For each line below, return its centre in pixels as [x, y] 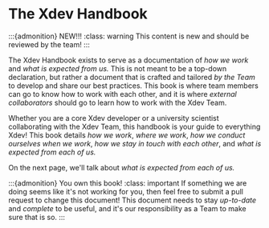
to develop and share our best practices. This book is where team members [133, 86]
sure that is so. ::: [37, 217]
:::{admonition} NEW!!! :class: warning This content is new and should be [129, 36]
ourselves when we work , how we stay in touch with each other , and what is [135, 143]
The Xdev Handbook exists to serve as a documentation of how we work [128, 60]
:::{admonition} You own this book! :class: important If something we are [128, 183]
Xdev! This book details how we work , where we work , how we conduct [127, 135]
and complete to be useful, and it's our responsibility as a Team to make [127, 208]
